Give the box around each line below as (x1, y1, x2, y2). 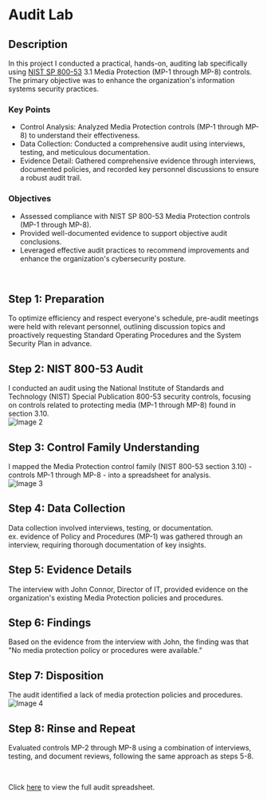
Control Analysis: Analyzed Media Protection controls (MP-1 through (19, 122, 244, 132)
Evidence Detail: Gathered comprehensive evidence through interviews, (19, 156, 257, 165)
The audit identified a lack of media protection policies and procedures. (8, 690, 243, 700)
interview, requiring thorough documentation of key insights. (8, 539, 206, 549)
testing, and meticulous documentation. (19, 148, 151, 157)
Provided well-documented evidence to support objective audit (19, 228, 228, 237)
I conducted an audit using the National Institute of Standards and (8, 384, 225, 393)
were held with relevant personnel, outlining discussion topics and (8, 322, 226, 332)
